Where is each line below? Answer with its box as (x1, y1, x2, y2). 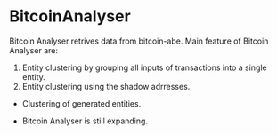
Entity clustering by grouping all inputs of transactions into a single (21, 62, 267, 73)
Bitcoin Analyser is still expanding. (21, 115, 149, 126)
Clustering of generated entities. (21, 98, 142, 108)
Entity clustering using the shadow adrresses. (21, 81, 191, 91)
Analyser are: (9, 44, 58, 55)
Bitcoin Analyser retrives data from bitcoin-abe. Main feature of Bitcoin (9, 36, 269, 46)
